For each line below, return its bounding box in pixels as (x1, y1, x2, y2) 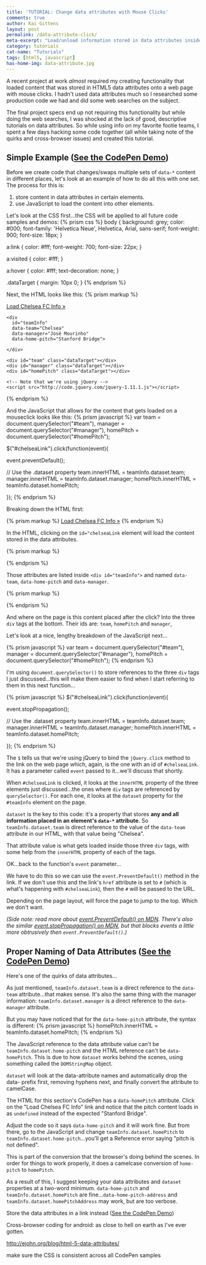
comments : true (6, 15, 45, 21)
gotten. (6, 1228, 25, 1236)
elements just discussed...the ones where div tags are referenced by (6, 785, 180, 793)
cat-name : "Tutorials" (6, 49, 64, 55)
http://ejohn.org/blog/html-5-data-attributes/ (6, 1240, 120, 1247)
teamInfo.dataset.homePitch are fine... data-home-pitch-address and (6, 1191, 178, 1199)
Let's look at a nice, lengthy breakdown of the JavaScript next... (6, 632, 167, 640)
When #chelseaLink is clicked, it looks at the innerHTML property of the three (6, 779, 199, 787)
